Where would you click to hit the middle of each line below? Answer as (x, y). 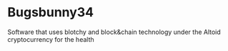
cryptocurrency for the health (51, 39)
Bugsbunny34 (51, 12)
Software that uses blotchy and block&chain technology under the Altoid (114, 32)
